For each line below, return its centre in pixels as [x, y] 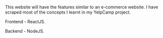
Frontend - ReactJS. [25, 22]
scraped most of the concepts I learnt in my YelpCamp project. [68, 12]
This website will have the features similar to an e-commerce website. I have [82, 7]
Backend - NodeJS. [25, 31]
